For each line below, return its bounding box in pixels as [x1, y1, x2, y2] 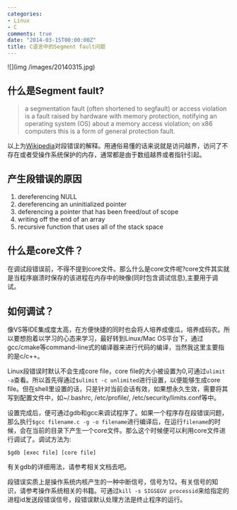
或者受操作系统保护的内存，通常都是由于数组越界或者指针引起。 [19, 150, 206, 159]
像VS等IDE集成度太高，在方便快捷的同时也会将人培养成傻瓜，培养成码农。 [7, 325, 224, 334]
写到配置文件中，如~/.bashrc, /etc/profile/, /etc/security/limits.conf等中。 [7, 394, 221, 402]
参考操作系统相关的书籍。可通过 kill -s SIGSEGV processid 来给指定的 [25, 487, 229, 495]
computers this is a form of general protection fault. [24, 127, 175, 135]
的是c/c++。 [7, 352, 44, 361]
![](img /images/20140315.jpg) [7, 63, 96, 71]
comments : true [7, 30, 52, 38]
